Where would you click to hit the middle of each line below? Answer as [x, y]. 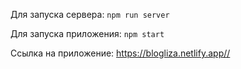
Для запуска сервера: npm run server [90, 14]
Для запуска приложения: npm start [87, 33]
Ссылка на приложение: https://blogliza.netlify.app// [120, 53]
